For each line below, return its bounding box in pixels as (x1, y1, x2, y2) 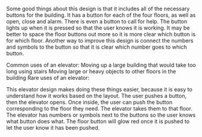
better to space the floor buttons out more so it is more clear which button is (6, 31, 196, 38)
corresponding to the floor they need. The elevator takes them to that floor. (6, 105, 193, 112)
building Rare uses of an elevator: (6, 75, 90, 81)
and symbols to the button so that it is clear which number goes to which (6, 43, 188, 50)
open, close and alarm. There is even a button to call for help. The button (6, 18, 188, 25)
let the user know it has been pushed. (6, 124, 100, 131)
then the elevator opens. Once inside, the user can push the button (6, 99, 173, 106)
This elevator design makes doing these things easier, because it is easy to (6, 86, 193, 93)
